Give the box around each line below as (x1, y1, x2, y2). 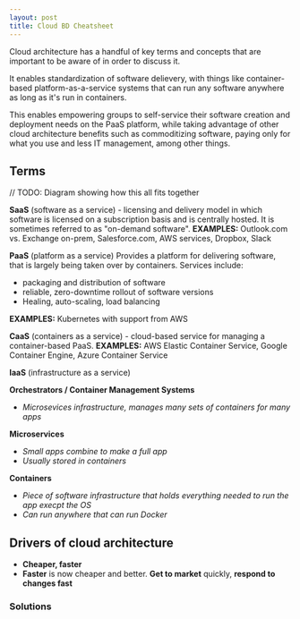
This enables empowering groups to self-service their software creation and (9, 109, 291, 120)
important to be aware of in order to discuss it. (9, 55, 181, 66)
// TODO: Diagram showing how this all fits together (9, 187, 200, 198)
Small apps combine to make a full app (21, 446, 167, 457)
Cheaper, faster (21, 559, 82, 570)
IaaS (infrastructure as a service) (9, 368, 132, 378)
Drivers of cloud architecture (9, 535, 174, 550)
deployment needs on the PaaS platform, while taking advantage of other (9, 118, 279, 130)
